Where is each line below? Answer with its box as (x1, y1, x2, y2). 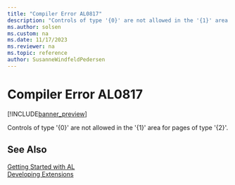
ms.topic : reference (7, 50, 68, 57)
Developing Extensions (7, 170, 74, 178)
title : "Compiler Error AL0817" (7, 10, 102, 18)
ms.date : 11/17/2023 (7, 37, 68, 44)
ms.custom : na (7, 30, 49, 37)
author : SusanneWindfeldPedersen (7, 56, 106, 63)
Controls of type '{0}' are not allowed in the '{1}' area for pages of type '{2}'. (7, 123, 229, 132)
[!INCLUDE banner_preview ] (7, 110, 88, 118)
